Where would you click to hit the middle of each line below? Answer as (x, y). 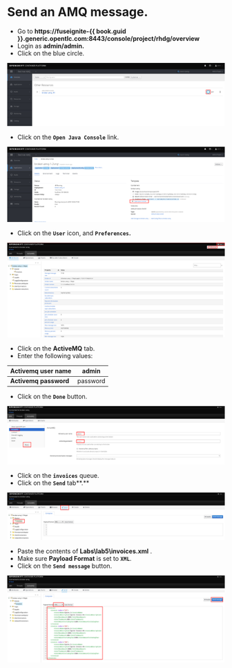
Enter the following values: (55, 355)
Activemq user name (41, 371)
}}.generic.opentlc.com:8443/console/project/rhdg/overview (108, 38)
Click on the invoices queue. (58, 476)
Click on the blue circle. (51, 53)
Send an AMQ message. (78, 12)
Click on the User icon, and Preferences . (74, 233)
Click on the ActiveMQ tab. (56, 348)
